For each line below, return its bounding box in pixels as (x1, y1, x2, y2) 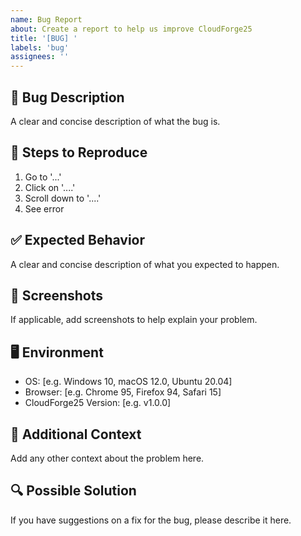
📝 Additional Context (10, 426, 142, 443)
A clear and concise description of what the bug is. (10, 115, 221, 127)
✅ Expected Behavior (10, 232, 146, 249)
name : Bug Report (10, 14, 83, 25)
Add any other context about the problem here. (10, 452, 205, 464)
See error (24, 202, 65, 215)
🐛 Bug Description (10, 89, 125, 106)
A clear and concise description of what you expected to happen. (10, 258, 280, 270)
